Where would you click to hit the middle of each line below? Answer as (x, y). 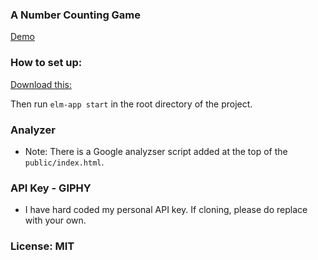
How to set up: (46, 63)
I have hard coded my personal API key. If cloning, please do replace (166, 210)
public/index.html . (64, 162)
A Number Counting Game (76, 15)
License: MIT (42, 246)
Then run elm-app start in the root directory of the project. (131, 104)
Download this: (41, 84)
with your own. (55, 220)
